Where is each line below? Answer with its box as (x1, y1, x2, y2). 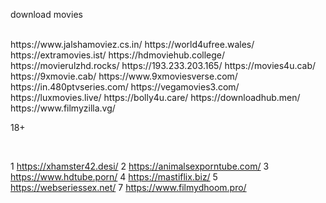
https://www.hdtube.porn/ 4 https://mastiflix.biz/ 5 (10, 171, 218, 183)
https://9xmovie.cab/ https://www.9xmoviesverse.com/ (10, 70, 238, 82)
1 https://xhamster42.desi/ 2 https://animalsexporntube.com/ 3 (10, 160, 270, 172)
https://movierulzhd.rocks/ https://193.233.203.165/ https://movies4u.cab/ (10, 60, 317, 71)
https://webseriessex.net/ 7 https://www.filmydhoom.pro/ (10, 182, 247, 193)
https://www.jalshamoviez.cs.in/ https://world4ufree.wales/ (10, 39, 255, 50)
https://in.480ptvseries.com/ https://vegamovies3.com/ (10, 81, 240, 93)
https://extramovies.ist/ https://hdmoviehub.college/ (10, 49, 226, 61)
